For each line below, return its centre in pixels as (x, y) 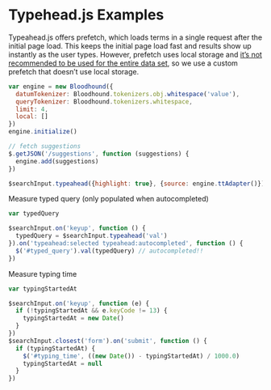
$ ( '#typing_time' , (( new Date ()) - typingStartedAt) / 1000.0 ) (131, 356)
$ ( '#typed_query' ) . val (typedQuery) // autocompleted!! (110, 251)
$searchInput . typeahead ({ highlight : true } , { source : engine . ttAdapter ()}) (137, 184)
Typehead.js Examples (86, 15)
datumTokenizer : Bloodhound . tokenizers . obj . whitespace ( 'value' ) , (128, 94)
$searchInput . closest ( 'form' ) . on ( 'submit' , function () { (108, 341)
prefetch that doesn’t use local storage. (74, 71)
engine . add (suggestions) (57, 161)
